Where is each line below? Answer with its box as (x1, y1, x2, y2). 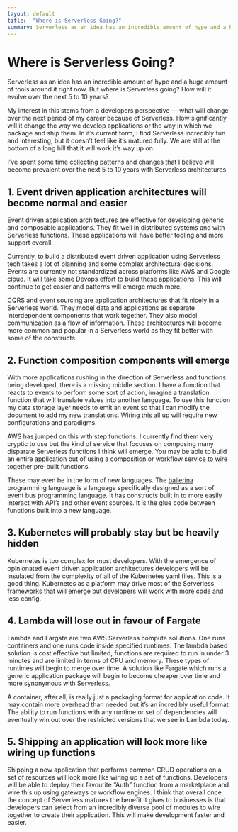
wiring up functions (7, 746, 96, 759)
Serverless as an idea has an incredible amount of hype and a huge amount (7, 77, 228, 86)
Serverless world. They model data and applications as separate (7, 304, 195, 312)
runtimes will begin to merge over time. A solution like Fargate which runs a (7, 664, 227, 672)
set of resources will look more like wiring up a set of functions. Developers (7, 773, 228, 782)
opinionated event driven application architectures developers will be (7, 564, 209, 572)
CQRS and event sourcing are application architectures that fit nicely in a (7, 296, 220, 305)
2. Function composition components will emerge (7, 354, 230, 366)
